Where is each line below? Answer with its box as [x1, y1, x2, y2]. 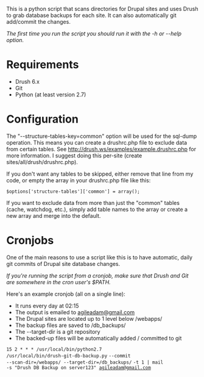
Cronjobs [6, 234, 54, 248]
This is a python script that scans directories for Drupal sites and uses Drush [6, 5, 199, 12]
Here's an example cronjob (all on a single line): [6, 290, 126, 298]
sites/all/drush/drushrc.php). [6, 158, 78, 165]
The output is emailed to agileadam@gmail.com [15, 308, 135, 316]
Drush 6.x [15, 77, 40, 85]
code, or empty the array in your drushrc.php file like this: [6, 176, 151, 184]
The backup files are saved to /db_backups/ [15, 321, 126, 329]
